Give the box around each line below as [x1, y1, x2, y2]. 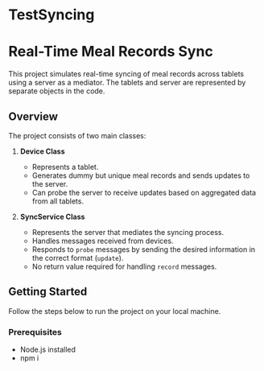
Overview [8, 109, 59, 123]
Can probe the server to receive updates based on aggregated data [31, 188, 256, 197]
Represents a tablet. [31, 162, 99, 171]
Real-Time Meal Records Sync [8, 43, 213, 61]
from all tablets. [31, 196, 85, 206]
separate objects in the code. [8, 86, 105, 96]
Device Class [19, 146, 66, 156]
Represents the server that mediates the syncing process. [31, 227, 224, 237]
